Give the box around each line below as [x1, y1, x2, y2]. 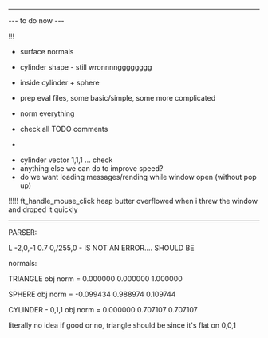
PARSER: [8, 228, 37, 237]
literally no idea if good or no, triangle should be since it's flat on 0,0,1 [8, 320, 237, 330]
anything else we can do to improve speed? [19, 164, 164, 173]
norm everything [19, 109, 75, 118]
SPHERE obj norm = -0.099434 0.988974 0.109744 [8, 289, 176, 299]
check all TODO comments [19, 125, 108, 133]
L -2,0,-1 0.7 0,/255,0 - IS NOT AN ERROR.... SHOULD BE [8, 243, 195, 253]
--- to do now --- [8, 16, 65, 25]
